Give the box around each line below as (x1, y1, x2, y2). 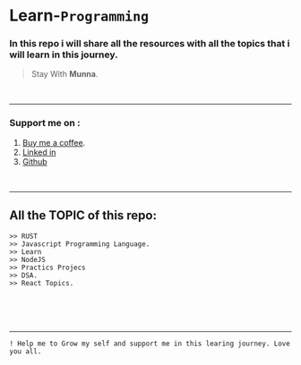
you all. (9, 346, 42, 356)
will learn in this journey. (9, 48, 118, 61)
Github (21, 156, 47, 166)
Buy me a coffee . (21, 137, 86, 148)
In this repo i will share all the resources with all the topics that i (9, 38, 290, 50)
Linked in (21, 147, 56, 157)
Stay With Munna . (30, 69, 99, 80)
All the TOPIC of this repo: (9, 208, 158, 224)
